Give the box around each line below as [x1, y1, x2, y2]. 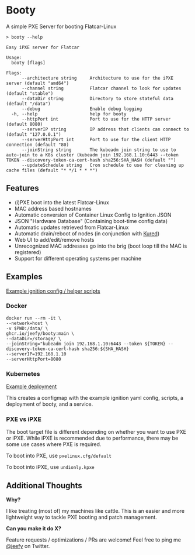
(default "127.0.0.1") [6, 131, 61, 138]
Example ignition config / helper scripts [6, 287, 100, 294]
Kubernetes [6, 369, 40, 378]
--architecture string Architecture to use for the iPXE [21, 75, 174, 81]
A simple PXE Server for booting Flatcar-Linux [6, 23, 117, 30]
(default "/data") [6, 101, 51, 107]
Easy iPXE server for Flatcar [6, 44, 80, 50]
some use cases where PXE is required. [6, 441, 102, 448]
